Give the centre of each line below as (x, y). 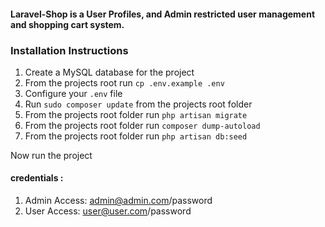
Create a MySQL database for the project (109, 72)
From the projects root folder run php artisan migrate (136, 114)
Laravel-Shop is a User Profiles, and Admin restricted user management (163, 14)
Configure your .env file (73, 93)
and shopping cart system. (67, 24)
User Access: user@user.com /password (108, 211)
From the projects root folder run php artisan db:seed (136, 136)
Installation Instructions (69, 50)
